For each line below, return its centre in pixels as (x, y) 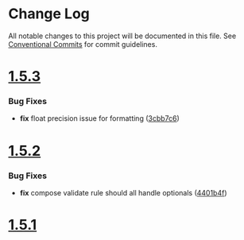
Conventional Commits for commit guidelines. (83, 44)
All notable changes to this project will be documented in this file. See (122, 36)
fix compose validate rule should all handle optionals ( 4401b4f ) (124, 192)
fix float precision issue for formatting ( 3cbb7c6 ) (100, 118)
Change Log (49, 14)
